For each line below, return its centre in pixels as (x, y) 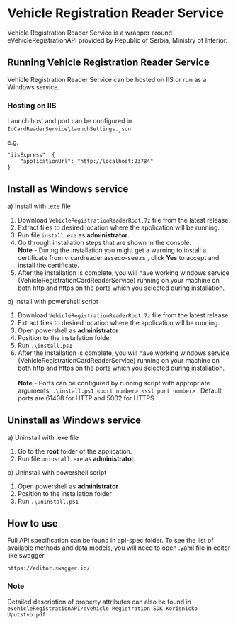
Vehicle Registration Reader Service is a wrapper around (90, 33)
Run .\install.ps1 (45, 345)
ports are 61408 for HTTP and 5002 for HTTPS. (87, 398)
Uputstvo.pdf (27, 614)
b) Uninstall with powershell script (57, 472)
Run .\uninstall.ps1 (48, 501)
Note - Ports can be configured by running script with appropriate (114, 383)
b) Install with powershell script (53, 301)
